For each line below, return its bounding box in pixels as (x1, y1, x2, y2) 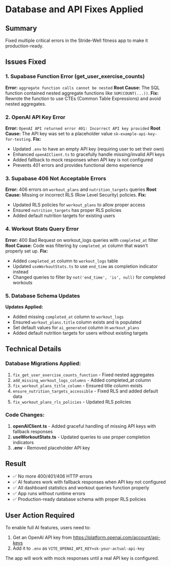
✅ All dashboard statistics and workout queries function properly (12, 484, 150, 490)
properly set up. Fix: (5, 248, 48, 254)
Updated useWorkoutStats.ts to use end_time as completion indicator (12, 263, 158, 269)
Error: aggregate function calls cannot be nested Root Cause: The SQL (5, 84, 160, 90)
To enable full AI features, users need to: (5, 525, 91, 531)
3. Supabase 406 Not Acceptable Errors (5, 175, 106, 182)
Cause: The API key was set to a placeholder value (5, 130, 113, 136)
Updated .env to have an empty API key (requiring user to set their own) (12, 145, 164, 152)
